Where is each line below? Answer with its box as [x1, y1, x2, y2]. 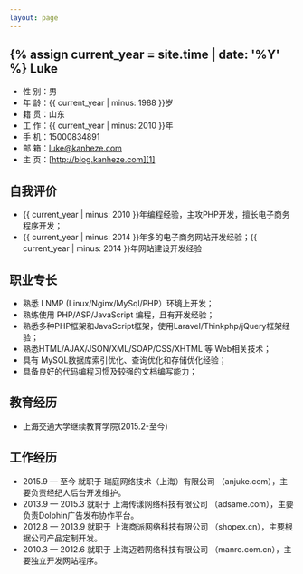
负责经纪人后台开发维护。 [30, 487, 127, 498]
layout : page [9, 13, 59, 23]
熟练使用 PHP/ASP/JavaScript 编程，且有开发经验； [22, 309, 215, 320]
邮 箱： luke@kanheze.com [22, 142, 122, 154]
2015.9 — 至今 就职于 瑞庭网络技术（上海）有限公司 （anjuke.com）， [22, 475, 280, 486]
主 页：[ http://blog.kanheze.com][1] [22, 154, 156, 165]
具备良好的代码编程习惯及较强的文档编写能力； [22, 366, 197, 377]
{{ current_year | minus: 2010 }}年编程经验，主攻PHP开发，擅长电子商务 [22, 209, 290, 220]
